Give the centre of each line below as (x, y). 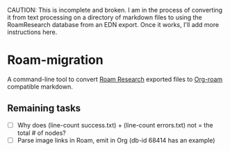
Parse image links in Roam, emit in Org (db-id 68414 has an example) (116, 140)
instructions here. (32, 32)
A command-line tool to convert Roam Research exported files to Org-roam (115, 79)
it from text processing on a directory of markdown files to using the (105, 17)
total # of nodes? (41, 133)
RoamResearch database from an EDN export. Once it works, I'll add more (113, 25)
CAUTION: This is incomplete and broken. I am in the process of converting (115, 10)
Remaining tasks (44, 108)
